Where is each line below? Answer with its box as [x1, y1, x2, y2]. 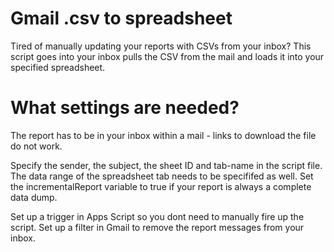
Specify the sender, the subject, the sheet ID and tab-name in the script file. [10, 159, 323, 171]
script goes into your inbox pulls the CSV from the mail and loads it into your [10, 50, 325, 62]
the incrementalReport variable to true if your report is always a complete [10, 180, 312, 192]
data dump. [10, 191, 58, 203]
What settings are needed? [10, 97, 240, 119]
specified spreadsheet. [10, 61, 106, 73]
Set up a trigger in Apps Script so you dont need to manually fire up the [10, 210, 305, 222]
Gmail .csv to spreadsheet [10, 7, 233, 30]
